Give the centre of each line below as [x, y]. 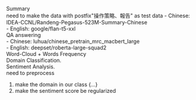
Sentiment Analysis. [30, 67]
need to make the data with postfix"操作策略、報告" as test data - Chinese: [98, 15]
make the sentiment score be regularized [65, 91]
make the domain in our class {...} [56, 85]
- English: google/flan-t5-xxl [41, 29]
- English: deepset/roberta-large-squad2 [56, 48]
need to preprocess [30, 73]
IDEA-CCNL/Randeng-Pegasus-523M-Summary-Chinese [77, 22]
